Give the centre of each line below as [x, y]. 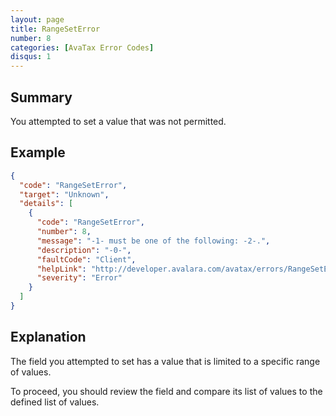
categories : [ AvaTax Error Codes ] [82, 47]
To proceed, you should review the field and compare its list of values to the [166, 391]
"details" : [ [46, 204]
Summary [41, 97]
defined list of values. [55, 402]
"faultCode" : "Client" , [86, 259]
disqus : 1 [31, 57]
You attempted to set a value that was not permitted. [118, 121]
